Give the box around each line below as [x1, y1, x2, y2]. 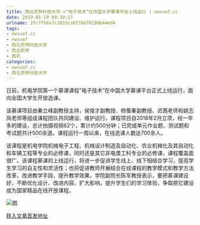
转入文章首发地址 [6, 212, 48, 220]
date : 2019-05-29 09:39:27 [6, 14, 73, 20]
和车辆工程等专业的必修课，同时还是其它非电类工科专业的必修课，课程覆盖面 [6, 150, 194, 157]
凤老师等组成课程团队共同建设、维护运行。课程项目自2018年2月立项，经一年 [6, 115, 193, 122]
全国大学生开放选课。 [11, 94, 64, 101]
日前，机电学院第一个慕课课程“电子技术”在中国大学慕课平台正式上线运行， [6, 87, 189, 94]
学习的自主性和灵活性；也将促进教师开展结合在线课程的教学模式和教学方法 [11, 165, 194, 172]
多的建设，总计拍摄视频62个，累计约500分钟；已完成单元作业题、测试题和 [6, 122, 189, 129]
